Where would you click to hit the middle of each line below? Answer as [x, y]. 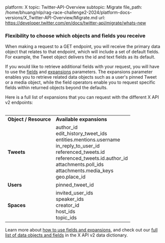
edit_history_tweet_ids [82, 134]
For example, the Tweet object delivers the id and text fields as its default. [80, 57]
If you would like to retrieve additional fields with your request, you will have [82, 67]
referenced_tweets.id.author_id [92, 158]
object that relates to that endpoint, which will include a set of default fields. [82, 52]
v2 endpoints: [19, 102]
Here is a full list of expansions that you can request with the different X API [82, 97]
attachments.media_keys [85, 171]
